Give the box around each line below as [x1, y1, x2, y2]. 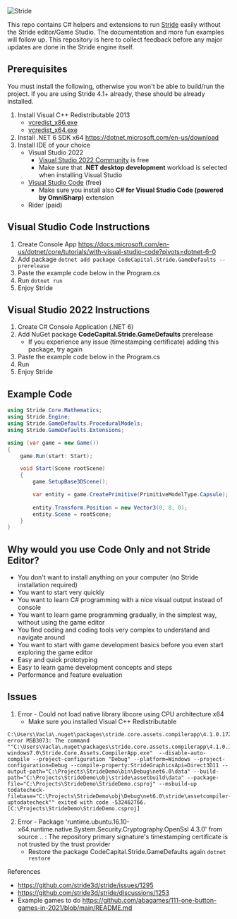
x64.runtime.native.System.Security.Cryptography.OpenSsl [17, 824, 189, 833]
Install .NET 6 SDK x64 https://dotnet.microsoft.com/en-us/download [17, 133, 219, 141]
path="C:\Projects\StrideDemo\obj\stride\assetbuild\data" [7, 774, 185, 781]
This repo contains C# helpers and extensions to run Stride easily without [7, 20, 221, 28]
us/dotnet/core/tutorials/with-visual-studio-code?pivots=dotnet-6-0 [17, 247, 217, 256]
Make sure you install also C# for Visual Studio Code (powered [38, 186, 224, 194]
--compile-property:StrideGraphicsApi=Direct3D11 [70, 762, 219, 769]
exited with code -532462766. [57, 798, 147, 806]
